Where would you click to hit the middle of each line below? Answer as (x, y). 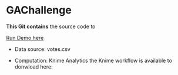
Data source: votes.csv (42, 49)
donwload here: (33, 67)
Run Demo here (25, 37)
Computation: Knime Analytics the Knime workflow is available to (93, 60)
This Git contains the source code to (51, 26)
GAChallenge (39, 10)
